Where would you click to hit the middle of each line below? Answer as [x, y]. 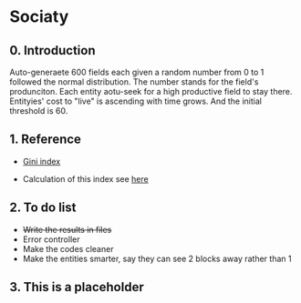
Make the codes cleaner [68, 248]
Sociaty [39, 17]
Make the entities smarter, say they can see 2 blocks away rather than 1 [157, 258]
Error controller [51, 239]
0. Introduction [52, 50]
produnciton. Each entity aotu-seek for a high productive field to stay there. [151, 91]
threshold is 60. [39, 111]
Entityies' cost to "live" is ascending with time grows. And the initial [136, 101]
